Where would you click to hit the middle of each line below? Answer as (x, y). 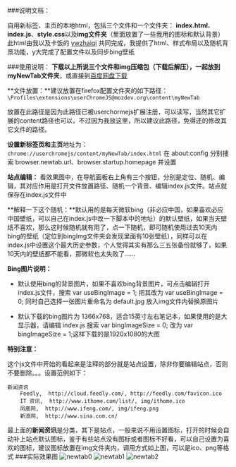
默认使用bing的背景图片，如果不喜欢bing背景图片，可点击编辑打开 (113, 284)
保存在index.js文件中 (37, 195)
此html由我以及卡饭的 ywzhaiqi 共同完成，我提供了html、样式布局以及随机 (115, 43)
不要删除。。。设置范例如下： (48, 373)
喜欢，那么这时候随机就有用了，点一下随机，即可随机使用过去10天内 (118, 227)
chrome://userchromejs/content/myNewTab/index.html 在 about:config (108, 153)
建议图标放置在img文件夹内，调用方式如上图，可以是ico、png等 (130, 448)
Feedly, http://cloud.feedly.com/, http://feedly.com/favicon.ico (121, 394)
